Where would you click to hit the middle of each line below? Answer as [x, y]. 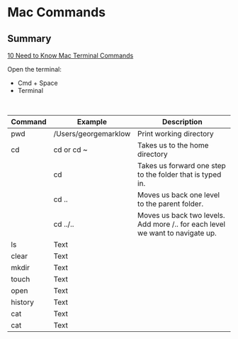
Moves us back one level [178, 195]
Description [182, 122]
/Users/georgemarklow [92, 134]
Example [92, 122]
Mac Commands [57, 12]
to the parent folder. [170, 204]
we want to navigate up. [177, 233]
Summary [29, 39]
